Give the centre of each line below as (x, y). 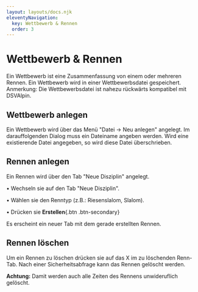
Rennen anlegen (38, 162)
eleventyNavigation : (33, 18)
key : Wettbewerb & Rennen (45, 23)
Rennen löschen (38, 243)
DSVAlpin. (19, 96)
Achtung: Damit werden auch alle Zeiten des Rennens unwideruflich (92, 276)
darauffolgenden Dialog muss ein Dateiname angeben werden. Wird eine (97, 136)
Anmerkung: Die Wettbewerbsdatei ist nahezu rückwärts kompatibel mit (97, 89)
